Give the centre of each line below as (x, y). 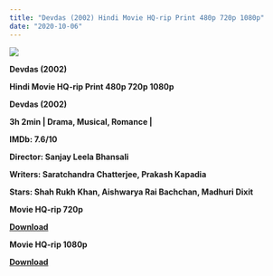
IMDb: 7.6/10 (33, 139)
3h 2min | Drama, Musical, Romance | (81, 121)
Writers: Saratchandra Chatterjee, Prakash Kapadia (108, 174)
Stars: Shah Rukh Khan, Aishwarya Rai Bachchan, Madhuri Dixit (132, 192)
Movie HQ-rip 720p (47, 209)
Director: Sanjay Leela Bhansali (69, 157)
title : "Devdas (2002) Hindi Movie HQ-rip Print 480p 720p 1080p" (137, 18)
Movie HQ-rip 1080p (48, 244)
